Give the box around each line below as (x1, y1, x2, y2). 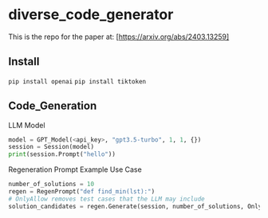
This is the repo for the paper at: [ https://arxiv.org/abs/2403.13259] (8, 32, 230, 41)
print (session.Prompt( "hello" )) (8, 150, 116, 158)
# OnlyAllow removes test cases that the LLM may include (8, 195, 205, 203)
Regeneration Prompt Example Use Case (8, 165, 142, 174)
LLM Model (8, 120, 45, 130)
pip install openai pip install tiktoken (8, 77, 146, 85)
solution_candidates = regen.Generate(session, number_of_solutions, (8, 202, 245, 210)
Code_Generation (8, 99, 97, 113)
